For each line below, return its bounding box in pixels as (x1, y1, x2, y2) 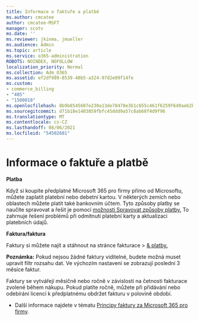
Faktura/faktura (6, 230, 46, 237)
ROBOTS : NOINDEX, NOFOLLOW (6, 58, 73, 64)
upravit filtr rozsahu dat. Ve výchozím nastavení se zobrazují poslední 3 (6, 259, 181, 266)
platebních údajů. (6, 218, 49, 226)
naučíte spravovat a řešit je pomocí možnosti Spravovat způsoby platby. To (6, 206, 190, 213)
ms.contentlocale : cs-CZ (6, 119, 68, 125)
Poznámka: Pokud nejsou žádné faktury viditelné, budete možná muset (6, 253, 181, 260)
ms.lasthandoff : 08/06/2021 (6, 125, 76, 131)
